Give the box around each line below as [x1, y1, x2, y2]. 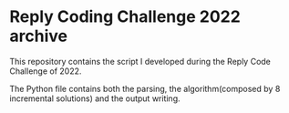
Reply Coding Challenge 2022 [9, 6, 242, 27]
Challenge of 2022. [9, 66, 82, 77]
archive [9, 26, 68, 46]
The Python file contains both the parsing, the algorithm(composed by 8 [9, 83, 281, 94]
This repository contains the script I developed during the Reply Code [9, 56, 272, 67]
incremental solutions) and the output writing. [9, 93, 181, 104]
